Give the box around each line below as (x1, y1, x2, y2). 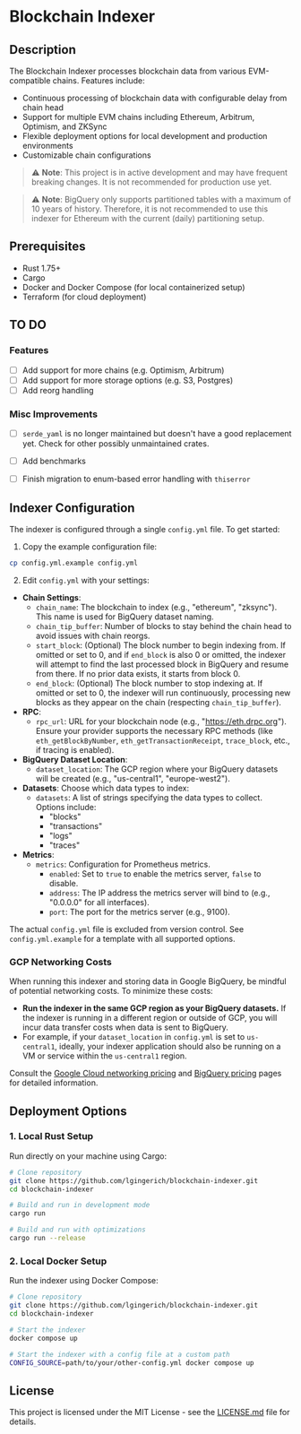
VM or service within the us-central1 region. (21, 1050, 187, 1061)
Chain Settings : (21, 592, 82, 602)
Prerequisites (9, 239, 86, 255)
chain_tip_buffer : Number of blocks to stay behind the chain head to (35, 620, 292, 631)
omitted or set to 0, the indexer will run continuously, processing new (35, 687, 291, 698)
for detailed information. (9, 1077, 99, 1088)
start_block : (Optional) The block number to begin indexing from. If (35, 639, 287, 651)
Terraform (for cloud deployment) (21, 291, 147, 302)
